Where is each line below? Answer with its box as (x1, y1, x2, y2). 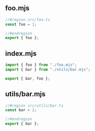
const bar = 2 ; (5, 108, 37, 113)
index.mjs (5, 49, 36, 58)
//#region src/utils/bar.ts (5, 103, 64, 108)
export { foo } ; (5, 35, 39, 40)
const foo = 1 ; (5, 22, 37, 27)
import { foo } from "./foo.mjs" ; (5, 62, 77, 68)
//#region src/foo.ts (5, 17, 50, 22)
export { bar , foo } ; (5, 76, 50, 81)
